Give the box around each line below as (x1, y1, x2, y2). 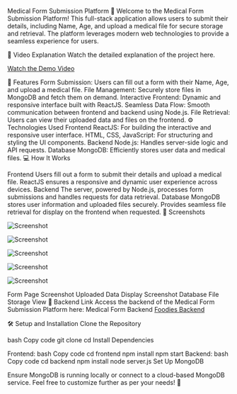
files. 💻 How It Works (7, 154, 71, 162)
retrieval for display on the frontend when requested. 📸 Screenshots (7, 208, 205, 216)
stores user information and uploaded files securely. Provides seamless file (7, 201, 226, 208)
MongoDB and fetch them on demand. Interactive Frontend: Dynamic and (7, 93, 221, 101)
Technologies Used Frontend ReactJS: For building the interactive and (7, 123, 212, 131)
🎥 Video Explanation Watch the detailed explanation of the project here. (7, 50, 216, 59)
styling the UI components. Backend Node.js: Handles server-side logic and (7, 138, 229, 147)
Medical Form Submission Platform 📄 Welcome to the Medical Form (7, 7, 204, 15)
